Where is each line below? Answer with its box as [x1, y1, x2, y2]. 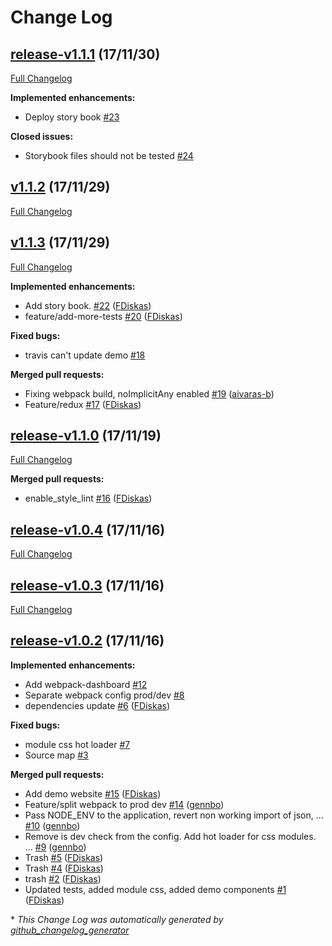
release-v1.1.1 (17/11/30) [10, 46, 161, 63]
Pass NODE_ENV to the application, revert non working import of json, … [24, 809, 324, 821]
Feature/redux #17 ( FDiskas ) [24, 398, 142, 410]
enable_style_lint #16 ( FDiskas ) [24, 492, 153, 505]
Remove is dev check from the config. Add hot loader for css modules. [24, 830, 317, 842]
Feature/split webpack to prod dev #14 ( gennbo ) [24, 798, 225, 810]
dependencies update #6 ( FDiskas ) [24, 699, 171, 711]
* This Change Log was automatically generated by [10, 913, 224, 925]
